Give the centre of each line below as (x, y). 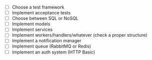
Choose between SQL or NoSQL (45, 18)
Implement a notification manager (46, 41)
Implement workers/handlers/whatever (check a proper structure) (79, 35)
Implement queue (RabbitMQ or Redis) (51, 46)
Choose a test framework (38, 7)
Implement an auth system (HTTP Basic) (53, 52)
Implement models (31, 24)
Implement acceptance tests (41, 13)
